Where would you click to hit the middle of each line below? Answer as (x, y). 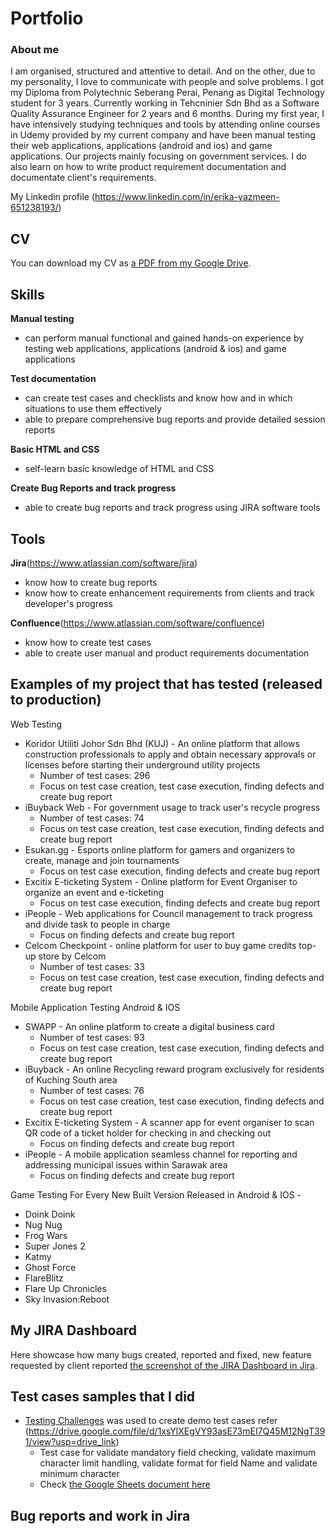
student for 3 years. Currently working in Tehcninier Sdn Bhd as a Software (165, 103)
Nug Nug (43, 1224)
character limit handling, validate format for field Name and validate (178, 1463)
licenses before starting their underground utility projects (142, 764)
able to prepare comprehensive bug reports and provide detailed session (175, 419)
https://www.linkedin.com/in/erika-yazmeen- (187, 197)
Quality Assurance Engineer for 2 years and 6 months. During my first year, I (167, 114)
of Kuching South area (71, 1079)
